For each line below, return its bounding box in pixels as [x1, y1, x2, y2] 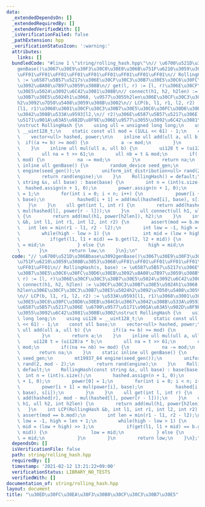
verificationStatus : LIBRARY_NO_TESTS [12, 469, 111, 475]
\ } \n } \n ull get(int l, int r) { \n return [17, 202, 173, 208]
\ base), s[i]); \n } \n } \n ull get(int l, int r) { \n [17, 389, 192, 396]
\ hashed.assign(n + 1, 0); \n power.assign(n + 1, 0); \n [17, 185, 187, 191]
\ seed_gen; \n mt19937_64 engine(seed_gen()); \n [17, 356, 163, 362]
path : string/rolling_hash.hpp [12, 452, 92, 458]
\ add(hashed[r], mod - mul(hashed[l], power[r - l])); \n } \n [17, 395, 187, 401]
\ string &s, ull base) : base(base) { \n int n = [17, 180, 165, 186]
